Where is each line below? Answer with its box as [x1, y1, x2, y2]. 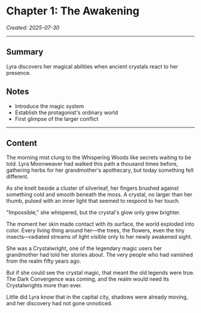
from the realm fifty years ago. [6, 257, 81, 265]
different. [6, 173, 29, 180]
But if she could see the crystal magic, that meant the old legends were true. [6, 269, 195, 276]
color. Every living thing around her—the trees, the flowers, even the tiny [6, 227, 185, 234]
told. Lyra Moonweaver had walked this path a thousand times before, [6, 160, 178, 168]
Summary [6, 47, 44, 57]
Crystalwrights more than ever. [6, 282, 83, 289]
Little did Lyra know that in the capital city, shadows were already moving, [6, 293, 188, 300]
